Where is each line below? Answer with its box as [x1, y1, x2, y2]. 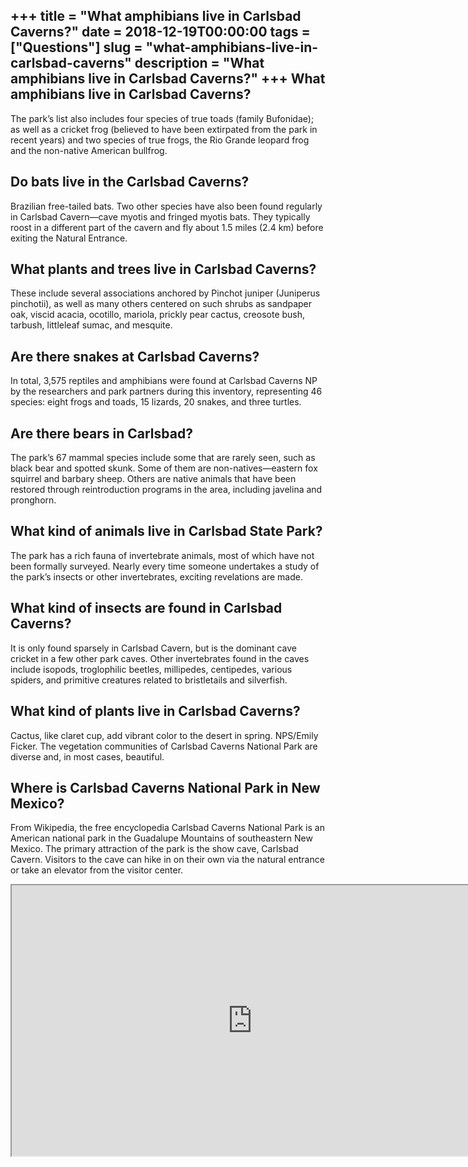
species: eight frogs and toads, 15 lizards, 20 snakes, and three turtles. [10, 396, 302, 408]
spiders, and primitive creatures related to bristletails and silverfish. [10, 674, 288, 686]
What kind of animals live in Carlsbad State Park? [10, 523, 323, 540]
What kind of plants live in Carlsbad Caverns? [10, 703, 301, 720]
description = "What [134, 55, 265, 72]
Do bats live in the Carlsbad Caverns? [10, 174, 250, 191]
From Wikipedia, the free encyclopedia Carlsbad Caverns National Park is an [10, 822, 325, 834]
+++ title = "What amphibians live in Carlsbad [10, 8, 302, 25]
